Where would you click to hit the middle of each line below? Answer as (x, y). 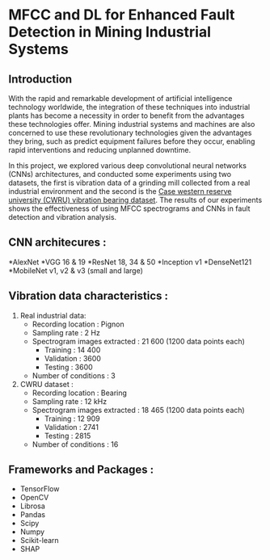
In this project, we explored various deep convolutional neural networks (127, 166)
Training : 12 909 (72, 419)
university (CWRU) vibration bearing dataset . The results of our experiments (135, 200)
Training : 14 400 (72, 350)
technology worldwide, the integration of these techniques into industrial (129, 107)
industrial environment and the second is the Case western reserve (120, 191)
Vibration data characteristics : (88, 296)
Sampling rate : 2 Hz (66, 332)
